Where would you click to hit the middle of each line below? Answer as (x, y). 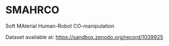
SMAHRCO (32, 10)
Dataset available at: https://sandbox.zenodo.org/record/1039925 (84, 37)
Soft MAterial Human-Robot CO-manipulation (60, 26)
